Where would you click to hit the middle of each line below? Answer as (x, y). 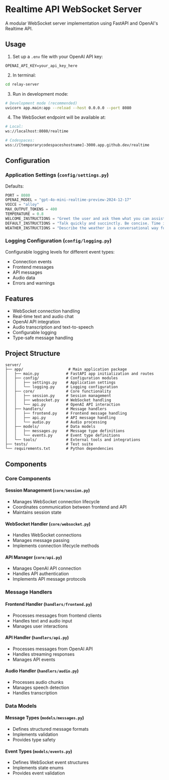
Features (19, 299)
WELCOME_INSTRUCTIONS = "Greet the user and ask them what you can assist (85, 218)
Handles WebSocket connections (47, 535)
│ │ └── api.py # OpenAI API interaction (63, 405)
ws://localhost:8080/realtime (37, 131)
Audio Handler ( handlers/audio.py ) (42, 671)
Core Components (28, 478)
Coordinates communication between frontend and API (69, 507)
